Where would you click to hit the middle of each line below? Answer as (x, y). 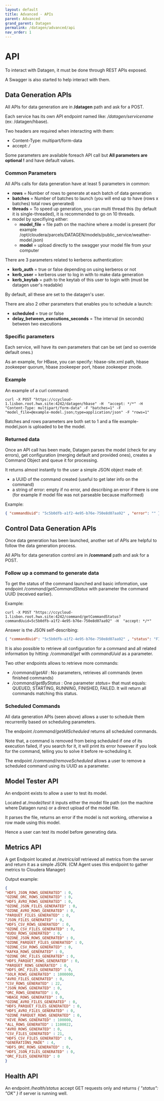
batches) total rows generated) (43, 204)
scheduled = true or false (38, 313)
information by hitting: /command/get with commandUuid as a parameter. (79, 654)
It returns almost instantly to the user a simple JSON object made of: (74, 469)
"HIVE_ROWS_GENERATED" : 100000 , (39, 1020)
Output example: (22, 879)
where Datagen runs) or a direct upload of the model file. (62, 808)
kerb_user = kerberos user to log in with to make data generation (78, 275)
